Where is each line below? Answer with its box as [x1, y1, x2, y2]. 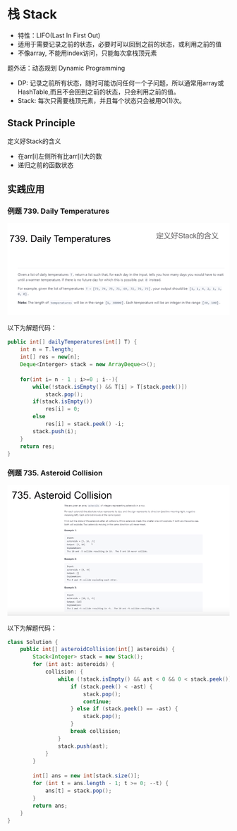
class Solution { [7, 638, 59, 645]
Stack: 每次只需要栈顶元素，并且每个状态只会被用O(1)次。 [17, 96, 186, 104]
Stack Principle [7, 117, 75, 129]
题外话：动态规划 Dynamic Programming [7, 63, 126, 72]
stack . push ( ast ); [57, 742, 109, 750]
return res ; [20, 442, 55, 450]
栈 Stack [7, 6, 58, 23]
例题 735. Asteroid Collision [7, 468, 103, 478]
